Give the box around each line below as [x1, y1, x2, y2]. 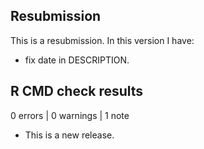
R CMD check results [10, 83, 144, 100]
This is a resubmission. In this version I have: [10, 34, 195, 46]
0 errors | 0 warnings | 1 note [10, 109, 130, 121]
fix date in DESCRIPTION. [24, 54, 130, 66]
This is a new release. [24, 129, 115, 141]
